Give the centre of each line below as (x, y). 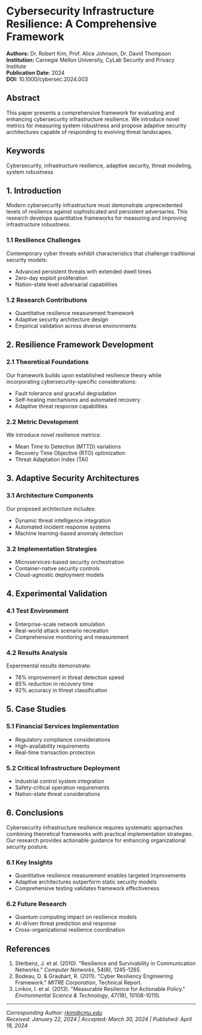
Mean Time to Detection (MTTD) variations (68, 446)
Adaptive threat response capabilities (61, 406)
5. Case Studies (36, 709)
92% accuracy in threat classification (61, 690)
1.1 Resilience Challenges (44, 240)
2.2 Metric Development (42, 422)
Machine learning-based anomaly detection (69, 533)
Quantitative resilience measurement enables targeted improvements (100, 876)
